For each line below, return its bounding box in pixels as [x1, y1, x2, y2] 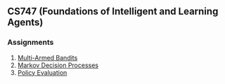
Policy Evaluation [17, 68, 67, 76]
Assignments [7, 38, 54, 48]
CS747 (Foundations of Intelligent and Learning [7, 6, 219, 17]
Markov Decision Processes [17, 61, 98, 69]
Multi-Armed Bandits [17, 53, 78, 62]
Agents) [7, 17, 44, 29]
